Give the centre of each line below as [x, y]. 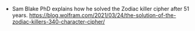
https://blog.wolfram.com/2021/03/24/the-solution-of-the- [103, 15]
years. [20, 15]
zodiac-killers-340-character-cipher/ [58, 22]
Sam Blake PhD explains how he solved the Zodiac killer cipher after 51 [101, 9]
